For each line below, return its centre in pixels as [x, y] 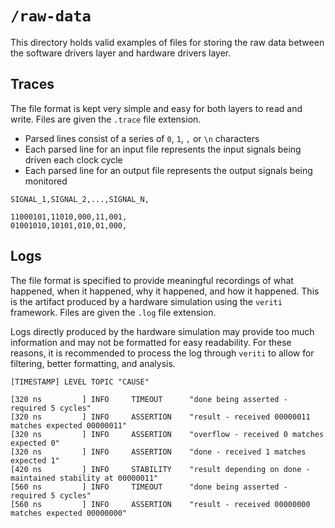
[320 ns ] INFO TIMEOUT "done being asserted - [149, 399]
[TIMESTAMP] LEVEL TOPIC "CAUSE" [80, 382]
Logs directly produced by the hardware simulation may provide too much [162, 331]
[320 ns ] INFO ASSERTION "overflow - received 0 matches [167, 434]
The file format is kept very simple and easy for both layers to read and [156, 108]
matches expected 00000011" [69, 425]
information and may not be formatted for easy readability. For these [151, 342]
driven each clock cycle [73, 159]
